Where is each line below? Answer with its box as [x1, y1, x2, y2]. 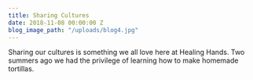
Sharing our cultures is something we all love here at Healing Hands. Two [8, 48, 245, 57]
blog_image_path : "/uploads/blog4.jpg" [8, 26, 139, 34]
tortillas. [8, 64, 35, 74]
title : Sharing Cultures [8, 11, 90, 20]
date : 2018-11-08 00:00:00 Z [8, 19, 104, 27]
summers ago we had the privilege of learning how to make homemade [8, 56, 239, 65]
